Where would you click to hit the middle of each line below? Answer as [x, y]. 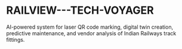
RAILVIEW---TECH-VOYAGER [80, 10]
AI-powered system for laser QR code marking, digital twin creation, [90, 27]
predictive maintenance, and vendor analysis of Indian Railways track [91, 33]
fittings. [16, 39]
